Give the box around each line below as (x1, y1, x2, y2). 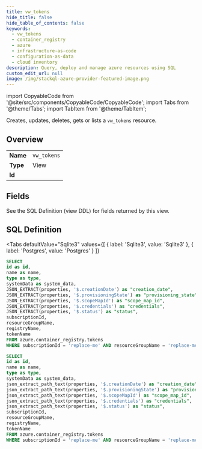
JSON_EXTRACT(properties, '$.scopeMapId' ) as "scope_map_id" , (6, 298, 165, 304)
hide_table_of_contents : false (6, 20, 85, 26)
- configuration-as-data (11, 53, 74, 60)
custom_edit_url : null (6, 70, 63, 76)
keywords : (6, 25, 31, 32)
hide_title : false (6, 14, 52, 20)
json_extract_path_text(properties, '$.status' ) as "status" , (6, 403, 165, 409)
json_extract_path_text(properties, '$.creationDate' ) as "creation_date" (6, 381, 198, 387)
